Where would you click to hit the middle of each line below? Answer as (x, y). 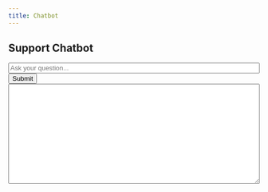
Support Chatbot (51, 48)
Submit (23, 79)
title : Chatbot (33, 16)
